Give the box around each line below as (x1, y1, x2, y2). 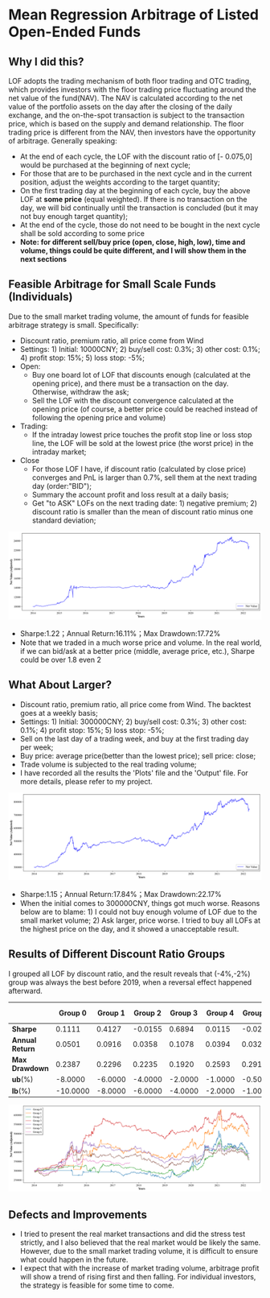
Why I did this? (8, 55, 84, 68)
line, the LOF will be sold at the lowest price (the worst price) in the (31, 438, 254, 448)
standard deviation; (31, 515, 96, 525)
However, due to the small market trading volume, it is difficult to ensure (19, 1246, 259, 1256)
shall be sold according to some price (19, 229, 145, 238)
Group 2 (133, 1008, 162, 1018)
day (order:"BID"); (31, 481, 92, 490)
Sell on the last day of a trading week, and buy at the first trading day (19, 734, 249, 743)
